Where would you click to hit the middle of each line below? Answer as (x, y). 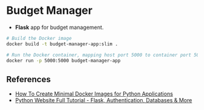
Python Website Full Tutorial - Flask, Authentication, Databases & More (104, 100)
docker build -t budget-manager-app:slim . (62, 44)
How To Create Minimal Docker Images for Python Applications (94, 94)
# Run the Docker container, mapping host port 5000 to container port (99, 55)
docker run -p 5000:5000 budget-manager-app (63, 60)
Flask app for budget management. (59, 27)
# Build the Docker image (39, 38)
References (29, 79)
